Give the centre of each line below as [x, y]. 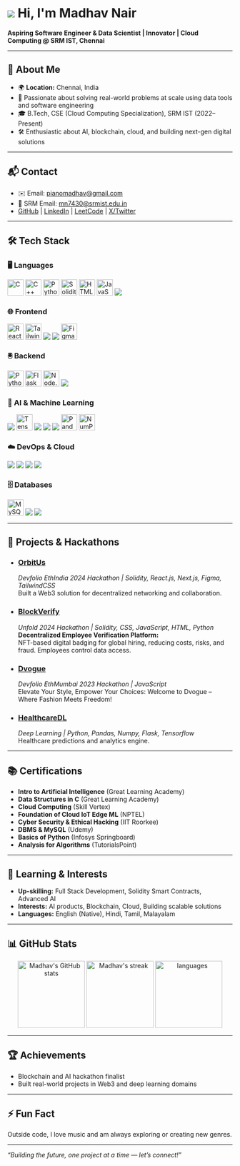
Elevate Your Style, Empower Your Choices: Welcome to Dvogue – [115, 692]
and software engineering [56, 105]
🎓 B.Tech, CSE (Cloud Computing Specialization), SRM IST [105, 113]
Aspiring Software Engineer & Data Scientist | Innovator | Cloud [103, 33]
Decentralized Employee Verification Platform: [88, 635]
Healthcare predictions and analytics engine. [84, 741]
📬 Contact [32, 172]
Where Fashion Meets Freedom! [65, 699]
